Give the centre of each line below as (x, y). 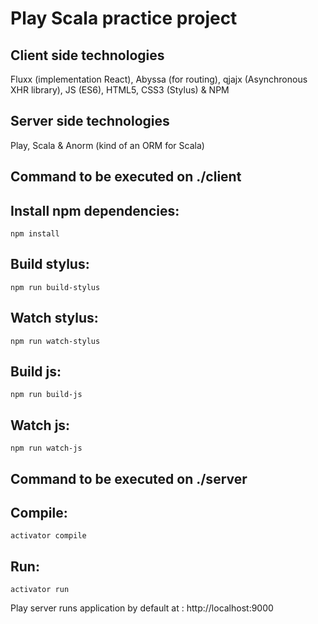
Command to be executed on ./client (126, 177)
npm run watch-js (46, 448)
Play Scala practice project (124, 18)
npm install (35, 234)
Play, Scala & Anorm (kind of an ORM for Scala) (107, 145)
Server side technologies (90, 121)
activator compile (48, 536)
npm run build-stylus (55, 287)
